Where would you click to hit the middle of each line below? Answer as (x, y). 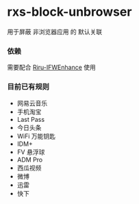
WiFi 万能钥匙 (36, 136)
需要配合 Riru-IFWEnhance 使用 (51, 67)
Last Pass (31, 119)
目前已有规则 (28, 87)
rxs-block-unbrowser (69, 12)
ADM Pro (30, 160)
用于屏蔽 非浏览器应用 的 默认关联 (55, 31)
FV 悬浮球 (31, 152)
